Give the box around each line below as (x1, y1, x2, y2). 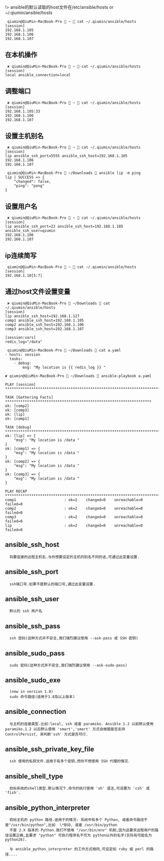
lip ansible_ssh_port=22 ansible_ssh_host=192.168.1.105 (5, 224, 123, 229)
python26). (5, 837, 27, 842)
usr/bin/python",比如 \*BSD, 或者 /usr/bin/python (13, 822, 118, 827)
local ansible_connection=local (5, 72, 71, 77)
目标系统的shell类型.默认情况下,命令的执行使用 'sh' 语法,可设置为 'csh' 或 (9, 786, 150, 791)
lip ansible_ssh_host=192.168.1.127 (5, 314, 80, 318)
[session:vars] (5, 335, 36, 340)
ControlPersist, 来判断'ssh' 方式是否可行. (5, 732, 88, 736)
